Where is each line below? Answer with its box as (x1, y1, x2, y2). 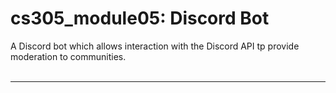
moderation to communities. (10, 50, 127, 62)
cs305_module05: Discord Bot (10, 7, 270, 30)
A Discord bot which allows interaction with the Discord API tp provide (10, 40, 300, 52)
